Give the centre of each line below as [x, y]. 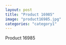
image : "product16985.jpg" [33, 19]
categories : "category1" [31, 24]
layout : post [19, 10]
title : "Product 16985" [30, 14]
